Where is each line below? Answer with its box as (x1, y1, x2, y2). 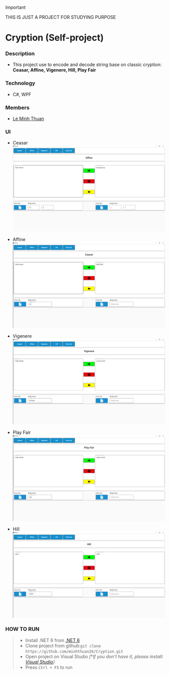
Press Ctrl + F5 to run (25, 664, 73, 670)
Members (5, 104, 29, 111)
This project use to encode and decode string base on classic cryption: (12, 62, 162, 68)
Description (5, 50, 35, 57)
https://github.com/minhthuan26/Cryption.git (25, 649, 123, 654)
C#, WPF (12, 91, 31, 97)
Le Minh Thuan (12, 115, 45, 122)
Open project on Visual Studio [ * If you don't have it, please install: (25, 653, 164, 659)
